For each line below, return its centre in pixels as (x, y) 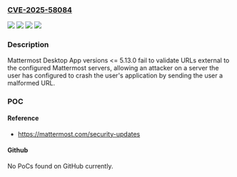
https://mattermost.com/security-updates (79, 134)
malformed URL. (31, 82)
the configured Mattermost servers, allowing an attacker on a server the (113, 68)
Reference (23, 118)
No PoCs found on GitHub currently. (60, 166)
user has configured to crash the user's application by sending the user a (115, 75)
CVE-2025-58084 (40, 10)
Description (28, 45)
